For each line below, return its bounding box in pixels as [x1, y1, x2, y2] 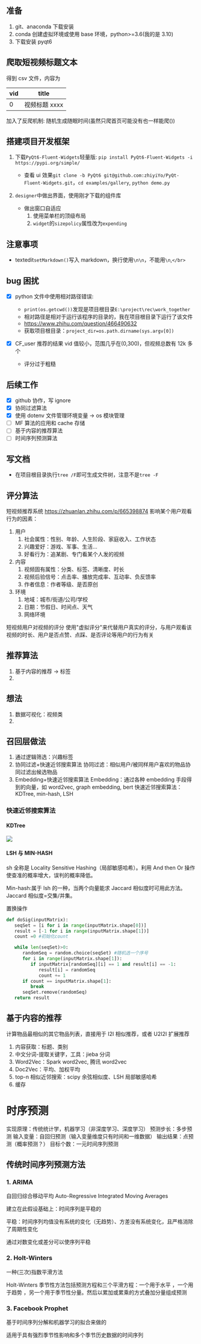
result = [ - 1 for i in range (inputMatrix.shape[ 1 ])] [14, 928, 149, 934]
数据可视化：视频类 [14, 710, 63, 718]
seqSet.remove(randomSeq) [22, 989, 87, 995]
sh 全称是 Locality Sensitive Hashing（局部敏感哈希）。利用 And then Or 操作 [6, 864, 196, 871]
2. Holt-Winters [6, 1254, 53, 1262]
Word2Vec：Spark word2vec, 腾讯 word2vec [14, 1058, 128, 1065]
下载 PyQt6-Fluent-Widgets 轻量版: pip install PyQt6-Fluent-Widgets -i [14, 153, 193, 161]
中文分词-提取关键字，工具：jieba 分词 [14, 1050, 110, 1058]
